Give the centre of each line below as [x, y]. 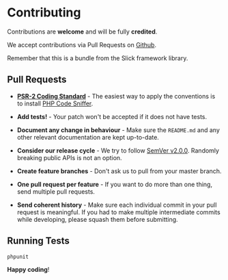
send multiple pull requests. [56, 191]
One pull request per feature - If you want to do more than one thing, [115, 184]
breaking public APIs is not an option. [69, 157]
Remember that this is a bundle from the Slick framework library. [98, 58]
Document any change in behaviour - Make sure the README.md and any [118, 130]
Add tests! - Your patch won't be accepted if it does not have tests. [112, 116]
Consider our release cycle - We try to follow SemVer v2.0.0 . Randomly [118, 150]
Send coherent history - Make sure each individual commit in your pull [117, 205]
